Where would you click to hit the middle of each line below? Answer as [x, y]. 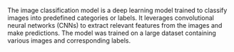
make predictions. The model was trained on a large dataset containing [112, 33]
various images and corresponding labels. [69, 41]
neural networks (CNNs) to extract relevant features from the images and [115, 25]
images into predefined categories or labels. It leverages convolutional [111, 18]
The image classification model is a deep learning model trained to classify [117, 10]
